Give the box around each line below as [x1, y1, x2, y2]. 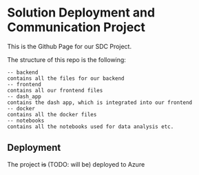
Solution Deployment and [7, 5, 156, 21]
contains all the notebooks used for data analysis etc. [7, 123, 174, 130]
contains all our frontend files [7, 87, 103, 94]
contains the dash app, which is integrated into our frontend [7, 99, 193, 106]
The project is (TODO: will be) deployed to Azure [7, 160, 145, 168]
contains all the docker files [7, 111, 97, 118]
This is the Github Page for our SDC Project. [7, 42, 132, 50]
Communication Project [7, 19, 146, 35]
